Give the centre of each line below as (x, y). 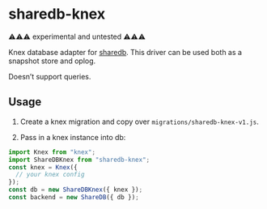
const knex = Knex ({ (43, 167)
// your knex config (50, 175)
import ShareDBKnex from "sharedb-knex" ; (79, 160)
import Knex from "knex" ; (52, 152)
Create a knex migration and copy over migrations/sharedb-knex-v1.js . (139, 122)
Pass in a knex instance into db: (73, 137)
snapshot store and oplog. (52, 61)
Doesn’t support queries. (50, 76)
